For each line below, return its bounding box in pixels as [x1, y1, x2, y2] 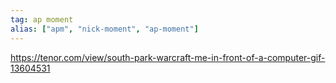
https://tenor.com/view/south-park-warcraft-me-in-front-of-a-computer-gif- [10, 51, 326, 63]
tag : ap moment [10, 14, 74, 25]
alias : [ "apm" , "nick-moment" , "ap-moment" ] [10, 24, 199, 34]
